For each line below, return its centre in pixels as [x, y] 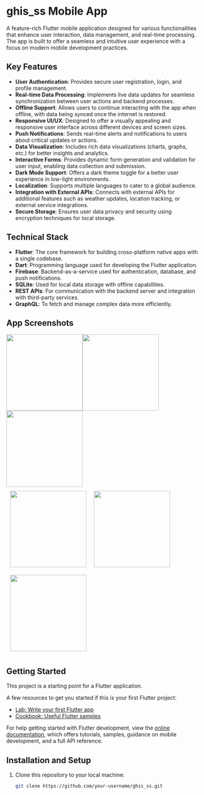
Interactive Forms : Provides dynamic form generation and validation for [105, 159]
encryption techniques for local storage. [65, 218]
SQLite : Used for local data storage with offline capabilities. [90, 284]
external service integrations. [52, 205]
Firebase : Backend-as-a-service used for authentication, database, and [105, 271]
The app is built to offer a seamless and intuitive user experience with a [96, 41]
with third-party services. [47, 297]
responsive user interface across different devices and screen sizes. [101, 127]
